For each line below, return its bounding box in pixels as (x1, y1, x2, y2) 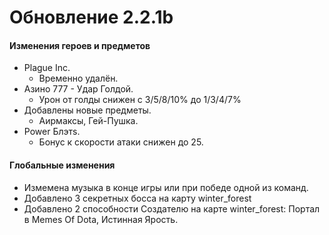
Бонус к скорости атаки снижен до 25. (38, 136, 204, 148)
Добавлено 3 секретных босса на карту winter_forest (23, 192, 252, 204)
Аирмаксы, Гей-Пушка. (38, 115, 139, 127)
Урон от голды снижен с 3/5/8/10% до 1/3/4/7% (38, 94, 242, 106)
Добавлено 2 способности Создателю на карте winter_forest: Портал (23, 202, 321, 215)
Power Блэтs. (23, 126, 81, 138)
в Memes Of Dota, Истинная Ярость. (23, 213, 179, 225)
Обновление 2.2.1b (9, 6, 174, 29)
